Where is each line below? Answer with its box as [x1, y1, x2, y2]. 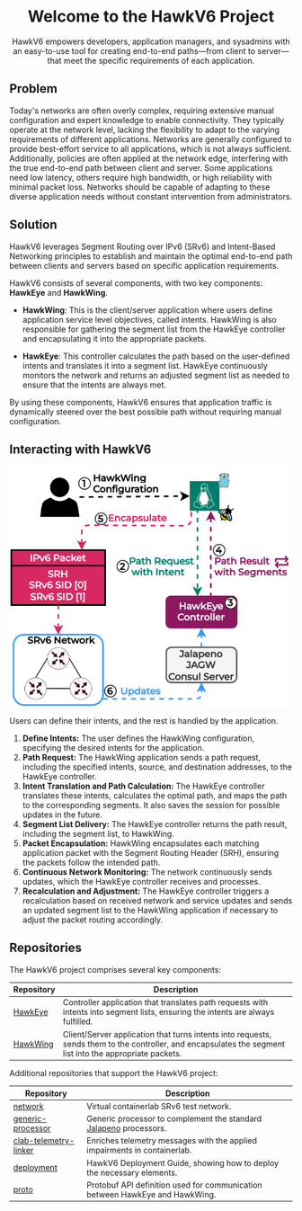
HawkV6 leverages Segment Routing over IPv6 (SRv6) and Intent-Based [9, 241, 276, 252]
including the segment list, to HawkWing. [22, 828, 175, 839]
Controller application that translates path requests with [62, 997, 268, 1008]
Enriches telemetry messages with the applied [86, 1135, 258, 1146]
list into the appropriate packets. [62, 1047, 182, 1058]
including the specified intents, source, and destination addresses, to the [22, 761, 292, 772]
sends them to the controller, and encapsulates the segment [62, 1038, 286, 1049]
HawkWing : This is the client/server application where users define [22, 304, 273, 316]
